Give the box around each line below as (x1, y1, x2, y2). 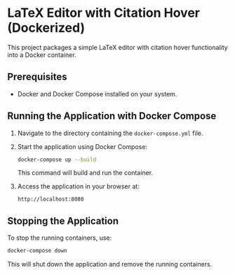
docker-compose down (7, 248, 68, 255)
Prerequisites (7, 71, 67, 83)
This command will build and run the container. (17, 169, 153, 177)
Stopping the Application (7, 215, 119, 226)
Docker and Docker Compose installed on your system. (17, 89, 177, 98)
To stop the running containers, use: (7, 234, 112, 242)
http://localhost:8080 (17, 196, 84, 203)
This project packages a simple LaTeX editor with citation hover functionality (7, 43, 228, 51)
